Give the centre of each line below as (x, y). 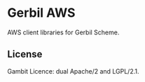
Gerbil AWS (41, 13)
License (25, 54)
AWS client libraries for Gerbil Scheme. (63, 32)
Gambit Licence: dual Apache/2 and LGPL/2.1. (73, 71)
